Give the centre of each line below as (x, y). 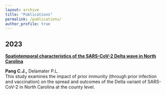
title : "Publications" (29, 14)
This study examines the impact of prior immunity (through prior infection (81, 76)
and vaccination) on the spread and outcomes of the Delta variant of (76, 82)
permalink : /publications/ (33, 19)
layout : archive (22, 10)
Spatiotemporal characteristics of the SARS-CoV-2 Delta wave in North (81, 56)
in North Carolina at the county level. (57, 87)
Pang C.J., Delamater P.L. (32, 71)
